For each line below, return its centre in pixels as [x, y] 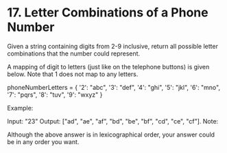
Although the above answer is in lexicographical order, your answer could [111, 134]
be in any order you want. [43, 141]
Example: [20, 108]
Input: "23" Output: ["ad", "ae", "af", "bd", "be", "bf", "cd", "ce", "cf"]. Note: [113, 121]
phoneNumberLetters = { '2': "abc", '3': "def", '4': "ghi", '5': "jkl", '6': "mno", [114, 87]
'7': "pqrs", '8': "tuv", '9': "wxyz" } [55, 95]
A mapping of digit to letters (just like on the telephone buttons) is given [108, 67]
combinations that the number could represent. [74, 54]
